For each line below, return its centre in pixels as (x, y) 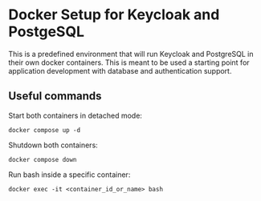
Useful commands (55, 96)
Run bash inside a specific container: (69, 175)
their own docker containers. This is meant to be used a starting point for (129, 62)
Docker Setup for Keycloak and (114, 15)
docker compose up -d (45, 130)
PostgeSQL (47, 32)
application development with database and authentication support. (120, 70)
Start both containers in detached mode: (75, 115)
